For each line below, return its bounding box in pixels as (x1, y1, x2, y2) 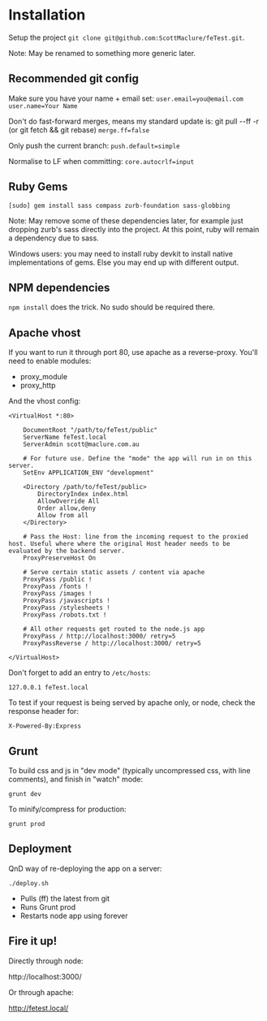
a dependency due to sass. (8, 233, 99, 243)
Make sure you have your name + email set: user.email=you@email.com (8, 93, 243, 103)
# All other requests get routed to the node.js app (23, 625, 205, 634)
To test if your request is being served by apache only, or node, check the (8, 698, 256, 707)
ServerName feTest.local (23, 433, 107, 442)
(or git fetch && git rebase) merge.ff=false (8, 124, 150, 135)
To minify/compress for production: (8, 804, 127, 814)
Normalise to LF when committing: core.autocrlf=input (8, 156, 195, 166)
